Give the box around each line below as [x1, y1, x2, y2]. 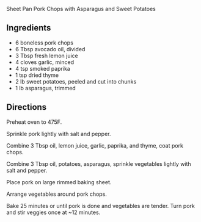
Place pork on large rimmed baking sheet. [6, 178, 112, 185]
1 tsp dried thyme [15, 71, 59, 79]
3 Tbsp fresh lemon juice [15, 52, 78, 59]
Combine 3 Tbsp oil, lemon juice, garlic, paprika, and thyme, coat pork [6, 141, 183, 149]
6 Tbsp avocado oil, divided [15, 45, 86, 52]
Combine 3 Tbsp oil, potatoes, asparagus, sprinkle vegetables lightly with [6, 160, 191, 167]
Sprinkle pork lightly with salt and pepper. [6, 130, 111, 137]
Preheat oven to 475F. [6, 118, 62, 126]
